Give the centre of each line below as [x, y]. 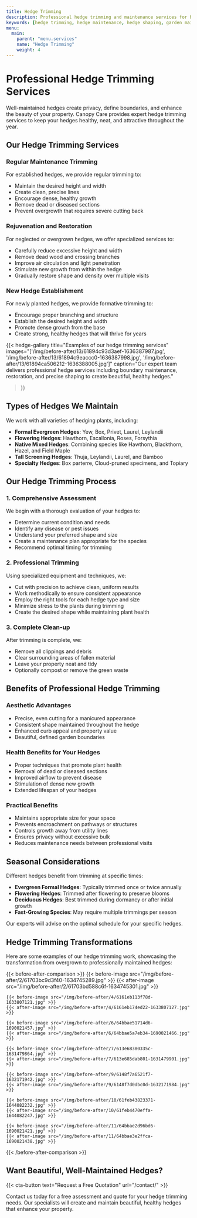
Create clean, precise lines [47, 192]
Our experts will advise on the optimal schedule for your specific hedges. [94, 924]
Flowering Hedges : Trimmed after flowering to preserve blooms [92, 893]
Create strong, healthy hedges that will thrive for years [80, 334]
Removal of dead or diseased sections [61, 771]
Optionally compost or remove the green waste [72, 670]
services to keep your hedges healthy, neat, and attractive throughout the [95, 120]
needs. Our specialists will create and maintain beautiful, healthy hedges [94, 1202]
